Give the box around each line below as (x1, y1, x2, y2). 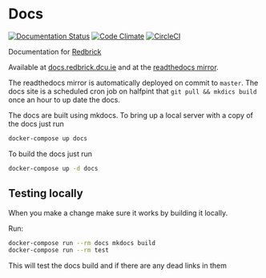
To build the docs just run (8, 149, 93, 159)
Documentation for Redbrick (8, 46, 102, 56)
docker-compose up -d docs (8, 164, 99, 172)
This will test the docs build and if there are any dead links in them (8, 261, 227, 271)
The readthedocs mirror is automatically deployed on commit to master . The (8, 78, 259, 87)
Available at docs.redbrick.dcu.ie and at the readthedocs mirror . (8, 62, 219, 72)
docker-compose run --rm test (8, 246, 110, 255)
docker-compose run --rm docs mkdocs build (8, 239, 156, 247)
